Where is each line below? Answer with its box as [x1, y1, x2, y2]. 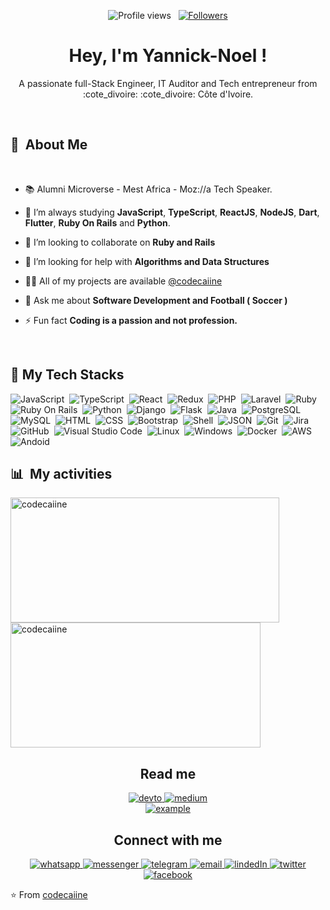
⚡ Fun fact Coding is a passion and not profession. [24, 314, 238, 326]
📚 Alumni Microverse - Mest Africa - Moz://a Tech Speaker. [24, 183, 273, 195]
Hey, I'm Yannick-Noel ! [68, 45, 268, 67]
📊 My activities [10, 465, 113, 482]
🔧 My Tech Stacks [10, 366, 125, 384]
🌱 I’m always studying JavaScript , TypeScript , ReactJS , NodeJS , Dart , [24, 206, 320, 218]
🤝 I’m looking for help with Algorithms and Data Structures [24, 255, 270, 267]
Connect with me [113, 831, 223, 849]
